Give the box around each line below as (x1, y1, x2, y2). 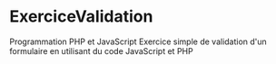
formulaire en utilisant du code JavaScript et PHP (9, 45, 193, 56)
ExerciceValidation (9, 6, 153, 27)
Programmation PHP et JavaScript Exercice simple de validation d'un (9, 36, 268, 47)
